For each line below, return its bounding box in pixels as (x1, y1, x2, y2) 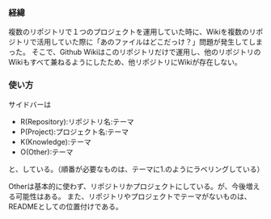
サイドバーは (8, 99, 51, 109)
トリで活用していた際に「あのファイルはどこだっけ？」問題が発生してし (15, 37, 256, 47)
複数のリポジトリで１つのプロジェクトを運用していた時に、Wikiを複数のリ (8, 27, 256, 37)
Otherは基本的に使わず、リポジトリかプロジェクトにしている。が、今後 (8, 181, 247, 191)
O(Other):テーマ (19, 147, 74, 157)
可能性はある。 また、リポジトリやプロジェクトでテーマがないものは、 (15, 192, 252, 201)
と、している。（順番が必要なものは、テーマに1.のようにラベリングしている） (8, 164, 265, 174)
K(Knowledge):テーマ (19, 137, 91, 146)
